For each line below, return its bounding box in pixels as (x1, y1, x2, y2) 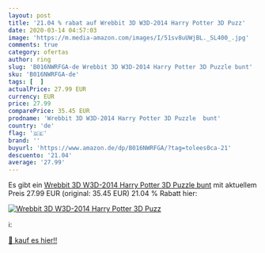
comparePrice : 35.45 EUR (8, 108, 90, 115)
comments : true (8, 41, 59, 49)
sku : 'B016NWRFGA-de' (8, 70, 80, 78)
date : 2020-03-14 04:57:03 (8, 26, 97, 34)
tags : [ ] (8, 77, 44, 85)
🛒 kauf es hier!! (8, 236, 58, 245)
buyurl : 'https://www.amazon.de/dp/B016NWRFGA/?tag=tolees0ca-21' (8, 144, 232, 152)
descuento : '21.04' (8, 151, 73, 159)
